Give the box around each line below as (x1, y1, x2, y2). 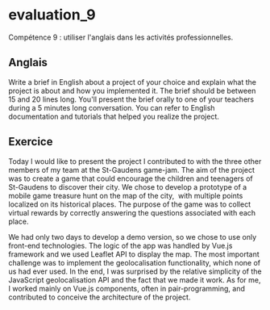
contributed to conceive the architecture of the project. (8, 292, 191, 302)
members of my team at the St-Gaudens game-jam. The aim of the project (8, 165, 255, 174)
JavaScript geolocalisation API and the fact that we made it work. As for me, (8, 274, 261, 284)
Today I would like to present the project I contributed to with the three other (8, 156, 262, 166)
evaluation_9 (8, 6, 96, 24)
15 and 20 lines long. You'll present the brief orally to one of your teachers (8, 94, 255, 104)
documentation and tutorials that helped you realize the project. (8, 111, 219, 121)
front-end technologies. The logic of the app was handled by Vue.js (8, 241, 233, 250)
